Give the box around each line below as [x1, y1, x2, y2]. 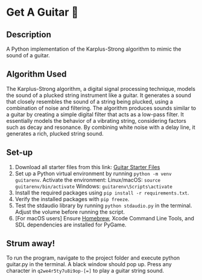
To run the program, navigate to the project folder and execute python [6, 254, 180, 261]
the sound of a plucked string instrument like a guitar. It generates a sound [6, 92, 191, 99]
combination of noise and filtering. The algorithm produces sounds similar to [6, 104, 197, 111]
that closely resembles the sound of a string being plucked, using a [6, 98, 173, 105]
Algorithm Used [6, 69, 67, 79]
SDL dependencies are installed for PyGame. [14, 221, 127, 228]
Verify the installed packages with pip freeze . [14, 195, 130, 202]
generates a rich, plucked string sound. [6, 129, 104, 137]
